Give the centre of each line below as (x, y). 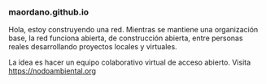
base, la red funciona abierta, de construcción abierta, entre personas (126, 38)
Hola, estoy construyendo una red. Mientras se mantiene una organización (133, 30)
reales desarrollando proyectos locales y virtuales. (93, 47)
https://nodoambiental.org (52, 71)
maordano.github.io (49, 12)
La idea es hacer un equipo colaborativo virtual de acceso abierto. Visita (130, 62)
